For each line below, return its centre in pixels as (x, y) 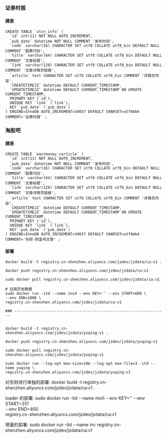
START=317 (17, 404)
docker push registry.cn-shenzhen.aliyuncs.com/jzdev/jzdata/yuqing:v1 (81, 342)
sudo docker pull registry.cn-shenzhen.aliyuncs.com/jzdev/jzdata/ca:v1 (82, 279)
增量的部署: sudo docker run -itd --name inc (50, 425)
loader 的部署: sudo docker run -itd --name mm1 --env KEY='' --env (75, 398)
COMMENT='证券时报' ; (26, 117)
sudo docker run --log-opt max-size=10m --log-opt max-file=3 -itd (77, 363)
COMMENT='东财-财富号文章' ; (33, 239)
